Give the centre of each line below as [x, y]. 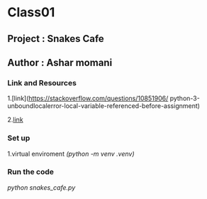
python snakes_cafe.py [41, 187]
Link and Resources [42, 82]
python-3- [185, 98]
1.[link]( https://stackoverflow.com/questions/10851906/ [88, 98]
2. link [15, 120]
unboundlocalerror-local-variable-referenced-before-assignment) [104, 106]
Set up [19, 138]
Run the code [31, 172]
